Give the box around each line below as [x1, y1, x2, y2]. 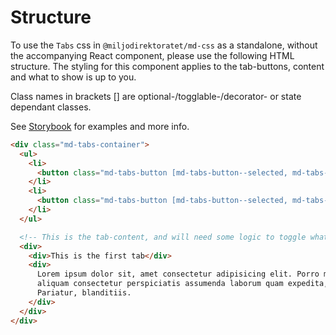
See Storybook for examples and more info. [10, 120, 190, 132]
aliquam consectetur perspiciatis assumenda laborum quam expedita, [36, 279, 329, 289]
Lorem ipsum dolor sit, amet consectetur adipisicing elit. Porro [36, 269, 320, 280]
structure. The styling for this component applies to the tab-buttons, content [10, 60, 325, 72]
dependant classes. [10, 101, 92, 113]
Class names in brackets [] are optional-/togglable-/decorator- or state [10, 90, 302, 102]
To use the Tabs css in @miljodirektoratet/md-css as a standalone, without [10, 39, 318, 51]
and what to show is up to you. [10, 71, 137, 83]
